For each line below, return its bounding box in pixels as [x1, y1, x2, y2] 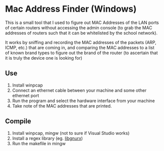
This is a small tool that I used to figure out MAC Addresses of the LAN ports [5, 20, 159, 25]
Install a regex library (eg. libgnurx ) [12, 135, 83, 141]
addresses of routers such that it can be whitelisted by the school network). [5, 30, 158, 36]
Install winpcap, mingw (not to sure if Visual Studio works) [12, 130, 130, 136]
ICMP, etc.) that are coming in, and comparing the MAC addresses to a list [5, 44, 155, 50]
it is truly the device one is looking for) [5, 55, 82, 61]
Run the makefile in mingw [12, 140, 66, 146]
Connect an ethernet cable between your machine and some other [12, 87, 147, 93]
